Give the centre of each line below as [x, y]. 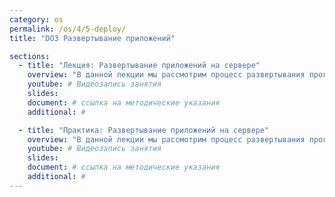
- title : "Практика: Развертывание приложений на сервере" [144, 130]
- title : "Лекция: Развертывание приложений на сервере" [139, 66]
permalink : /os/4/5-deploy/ [68, 29]
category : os [36, 19]
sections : [30, 56]
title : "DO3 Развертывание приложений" [92, 38]
